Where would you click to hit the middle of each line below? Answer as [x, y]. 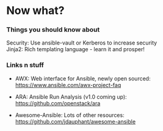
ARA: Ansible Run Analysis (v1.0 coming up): [71, 97]
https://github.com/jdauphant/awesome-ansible [75, 121]
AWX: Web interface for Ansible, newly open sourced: [83, 78]
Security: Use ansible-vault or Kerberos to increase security [82, 43]
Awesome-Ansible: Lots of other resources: [70, 115]
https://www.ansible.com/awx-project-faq [68, 85]
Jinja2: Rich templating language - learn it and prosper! [76, 49]
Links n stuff [25, 65]
